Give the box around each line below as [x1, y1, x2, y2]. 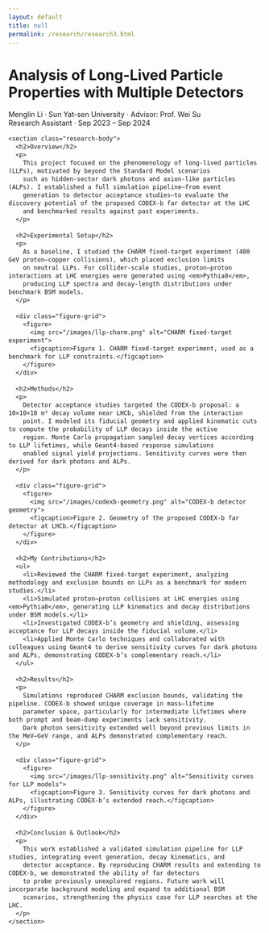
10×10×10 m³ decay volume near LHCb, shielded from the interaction [8, 409, 243, 417]
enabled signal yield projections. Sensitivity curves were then [23, 450, 247, 458]
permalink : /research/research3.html [8, 30, 135, 38]
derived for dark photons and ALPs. [8, 458, 131, 466]
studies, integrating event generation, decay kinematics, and [8, 853, 226, 861]
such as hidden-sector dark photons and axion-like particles [23, 175, 236, 183]
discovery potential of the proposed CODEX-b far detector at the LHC [8, 199, 250, 207]
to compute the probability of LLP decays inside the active [8, 425, 218, 433]
